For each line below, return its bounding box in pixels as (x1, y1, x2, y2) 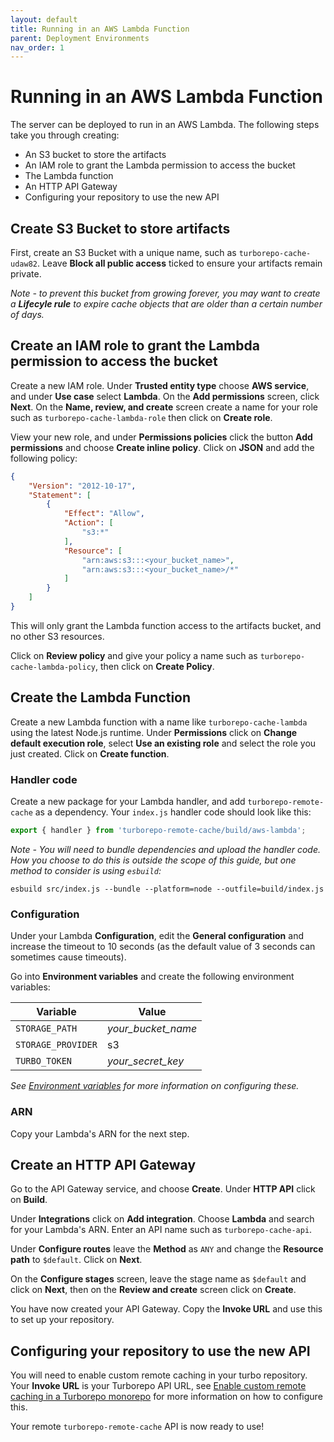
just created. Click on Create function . (10, 747, 170, 760)
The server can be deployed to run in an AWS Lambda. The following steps (10, 119, 320, 131)
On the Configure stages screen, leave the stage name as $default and (10, 1273, 307, 1285)
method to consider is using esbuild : (10, 864, 162, 876)
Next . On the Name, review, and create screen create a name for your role (10, 401, 319, 413)
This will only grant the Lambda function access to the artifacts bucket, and (10, 619, 322, 631)
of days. (10, 309, 45, 320)
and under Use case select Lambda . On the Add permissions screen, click (10, 390, 320, 402)
